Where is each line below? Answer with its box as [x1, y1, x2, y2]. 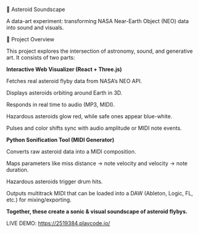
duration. [6, 166, 29, 173]
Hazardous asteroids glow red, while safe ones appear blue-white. [6, 113, 173, 120]
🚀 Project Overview [6, 36, 55, 42]
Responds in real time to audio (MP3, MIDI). [6, 101, 115, 108]
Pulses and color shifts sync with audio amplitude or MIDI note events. [6, 124, 182, 132]
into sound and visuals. [6, 24, 64, 31]
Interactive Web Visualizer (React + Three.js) [6, 66, 123, 73]
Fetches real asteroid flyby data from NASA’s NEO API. [6, 78, 143, 84]
